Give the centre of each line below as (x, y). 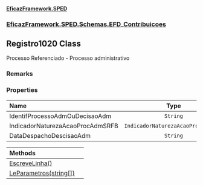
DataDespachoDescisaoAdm (50, 135)
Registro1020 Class (44, 43)
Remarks (20, 74)
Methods (23, 153)
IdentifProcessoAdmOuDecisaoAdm (60, 116)
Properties (22, 90)
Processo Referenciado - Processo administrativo (68, 58)
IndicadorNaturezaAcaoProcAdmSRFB (64, 126)
